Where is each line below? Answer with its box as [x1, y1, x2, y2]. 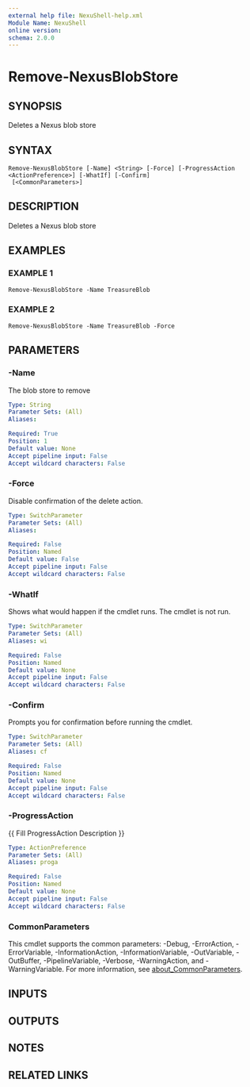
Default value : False [8, 555, 80, 563]
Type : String [8, 401, 51, 409]
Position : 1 [8, 437, 47, 445]
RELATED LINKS [8, 1068, 89, 1081]
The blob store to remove [8, 386, 91, 395]
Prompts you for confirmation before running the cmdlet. [8, 717, 193, 727]
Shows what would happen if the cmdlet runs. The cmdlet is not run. [8, 607, 231, 616]
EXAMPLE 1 [8, 267, 54, 278]
